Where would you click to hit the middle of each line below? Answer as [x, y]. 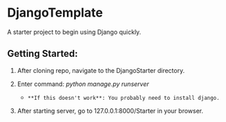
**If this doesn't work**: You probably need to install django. [123, 98]
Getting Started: [43, 54]
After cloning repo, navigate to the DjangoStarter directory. [101, 70]
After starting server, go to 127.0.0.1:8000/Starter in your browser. [110, 111]
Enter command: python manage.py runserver [83, 84]
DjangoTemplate [55, 13]
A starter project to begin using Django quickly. [74, 32]
